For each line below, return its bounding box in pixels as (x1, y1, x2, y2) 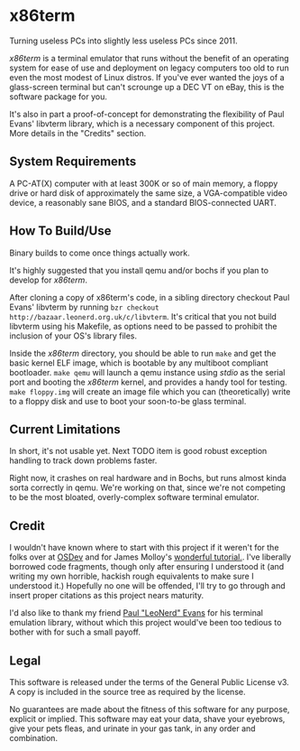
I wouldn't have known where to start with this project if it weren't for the (9, 542, 279, 553)
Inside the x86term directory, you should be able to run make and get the (9, 348, 277, 358)
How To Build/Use (9, 223, 112, 239)
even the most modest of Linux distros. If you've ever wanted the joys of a (9, 71, 285, 82)
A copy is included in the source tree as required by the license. (9, 687, 246, 697)
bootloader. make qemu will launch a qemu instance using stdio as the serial (9, 366, 286, 377)
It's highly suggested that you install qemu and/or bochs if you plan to (9, 264, 268, 275)
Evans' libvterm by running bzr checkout (9, 301, 159, 312)
